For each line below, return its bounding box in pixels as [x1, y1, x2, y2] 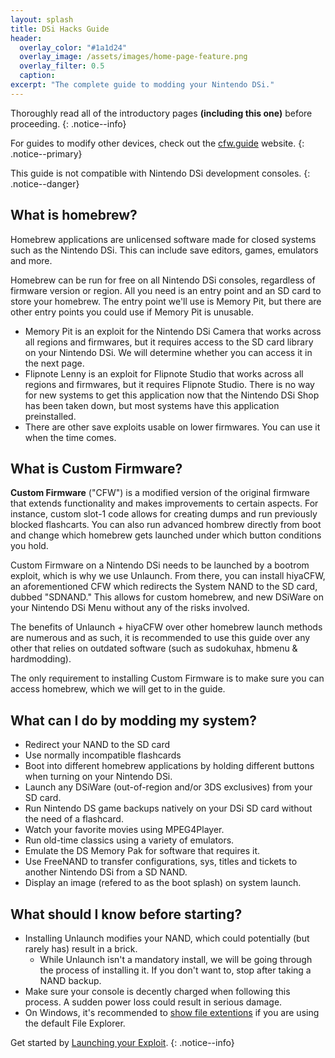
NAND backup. [39, 975, 102, 986]
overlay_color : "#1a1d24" [19, 42, 128, 53]
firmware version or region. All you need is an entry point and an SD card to [10, 284, 322, 296]
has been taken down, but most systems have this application [24, 399, 280, 411]
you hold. [10, 540, 49, 552]
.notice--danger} [10, 177, 80, 190]
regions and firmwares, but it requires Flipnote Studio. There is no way [24, 378, 315, 390]
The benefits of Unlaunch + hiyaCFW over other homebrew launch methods [10, 621, 323, 633]
